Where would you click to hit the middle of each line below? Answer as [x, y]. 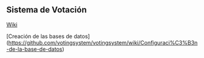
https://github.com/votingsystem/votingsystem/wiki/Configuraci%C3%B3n [103, 42]
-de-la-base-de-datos [34, 49]
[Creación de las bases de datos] [48, 36]
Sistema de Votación [47, 10]
